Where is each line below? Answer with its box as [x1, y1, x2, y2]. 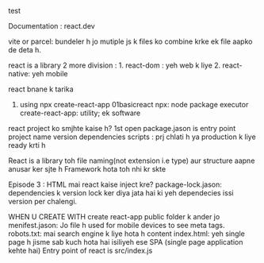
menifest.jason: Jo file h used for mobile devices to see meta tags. [8, 221, 225, 230]
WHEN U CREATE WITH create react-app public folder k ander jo [8, 212, 220, 221]
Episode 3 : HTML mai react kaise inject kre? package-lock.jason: [8, 180, 222, 189]
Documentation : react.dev [8, 21, 95, 30]
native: [8, 69, 30, 78]
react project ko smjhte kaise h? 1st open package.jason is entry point [8, 124, 236, 133]
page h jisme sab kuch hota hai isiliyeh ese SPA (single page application [8, 238, 243, 246]
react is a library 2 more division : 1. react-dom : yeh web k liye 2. [8, 60, 221, 70]
